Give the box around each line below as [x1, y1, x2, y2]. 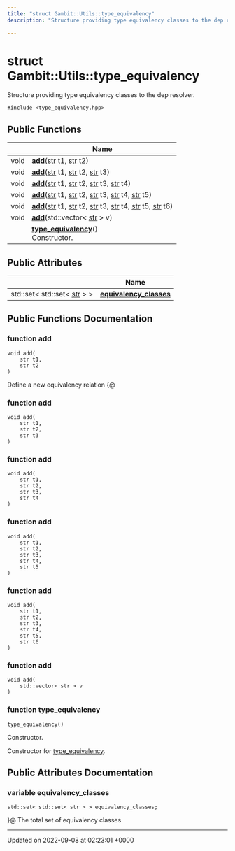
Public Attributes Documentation [7, 766, 154, 778]
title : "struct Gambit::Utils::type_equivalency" [7, 10, 155, 17]
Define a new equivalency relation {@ [7, 380, 115, 389]
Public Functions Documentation [7, 313, 153, 325]
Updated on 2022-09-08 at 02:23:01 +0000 [7, 836, 134, 845]
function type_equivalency [7, 705, 101, 715]
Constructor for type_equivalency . [7, 746, 106, 755]
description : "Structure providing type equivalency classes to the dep [7, 17, 224, 24]
